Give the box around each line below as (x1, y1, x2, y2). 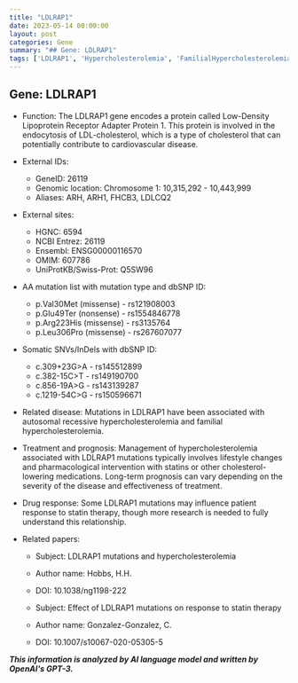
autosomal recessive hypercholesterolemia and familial (21, 416, 223, 427)
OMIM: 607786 (35, 255, 90, 265)
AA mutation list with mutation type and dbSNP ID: (21, 281, 207, 292)
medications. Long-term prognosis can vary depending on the (56, 471, 284, 482)
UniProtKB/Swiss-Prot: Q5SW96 (35, 263, 153, 275)
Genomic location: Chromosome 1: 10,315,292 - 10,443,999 (35, 183, 252, 193)
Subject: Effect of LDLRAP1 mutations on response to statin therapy (35, 602, 282, 613)
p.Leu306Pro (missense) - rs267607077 (35, 326, 183, 337)
